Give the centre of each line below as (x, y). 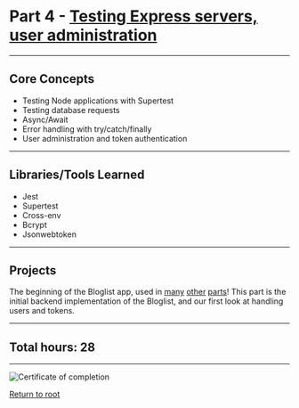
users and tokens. (42, 311)
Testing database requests (71, 110)
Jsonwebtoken (49, 234)
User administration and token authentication (105, 138)
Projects (33, 270)
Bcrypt (34, 224)
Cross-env (41, 215)
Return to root (35, 395)
